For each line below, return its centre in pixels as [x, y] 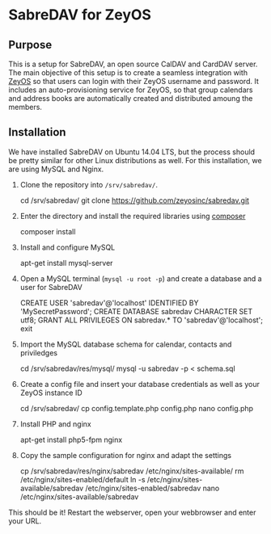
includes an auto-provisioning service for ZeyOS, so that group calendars [131, 90]
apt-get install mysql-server [66, 263]
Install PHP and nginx [55, 424]
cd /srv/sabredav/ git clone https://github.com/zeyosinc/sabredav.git [134, 200]
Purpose [30, 45]
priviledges [39, 352]
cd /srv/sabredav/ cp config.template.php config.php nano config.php [136, 408]
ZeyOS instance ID [51, 393]
